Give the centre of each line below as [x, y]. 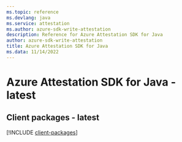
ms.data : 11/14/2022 [33, 52]
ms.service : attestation [38, 23]
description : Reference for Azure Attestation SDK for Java [85, 35]
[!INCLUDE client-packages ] [42, 132]
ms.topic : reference [33, 12]
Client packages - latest [53, 118]
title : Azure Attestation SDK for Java [57, 47]
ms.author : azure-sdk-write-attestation [59, 29]
